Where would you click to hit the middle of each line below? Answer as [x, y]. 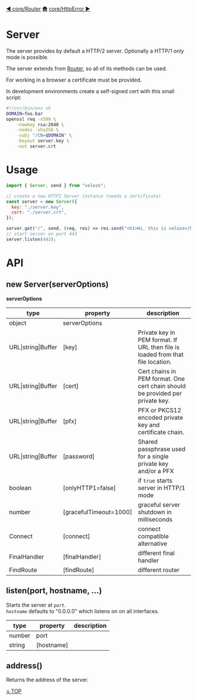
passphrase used [162, 449]
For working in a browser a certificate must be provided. [74, 80]
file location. [154, 362]
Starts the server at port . [36, 605]
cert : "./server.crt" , [39, 213]
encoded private [160, 417]
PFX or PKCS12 [159, 410]
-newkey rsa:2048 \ [40, 125]
